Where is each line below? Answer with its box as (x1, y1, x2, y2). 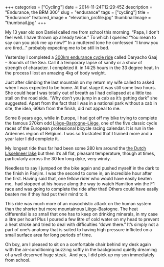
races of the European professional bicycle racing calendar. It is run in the (5, 125, 154, 131)
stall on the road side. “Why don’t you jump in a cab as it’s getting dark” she (5, 95, 158, 101)
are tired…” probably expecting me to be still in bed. (5, 45, 110, 50)
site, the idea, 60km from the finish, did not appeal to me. (5, 105, 121, 111)
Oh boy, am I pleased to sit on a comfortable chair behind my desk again (5, 242, 151, 247)
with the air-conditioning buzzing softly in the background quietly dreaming (5, 247, 157, 252)
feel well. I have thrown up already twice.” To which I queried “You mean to (5, 34, 156, 40)
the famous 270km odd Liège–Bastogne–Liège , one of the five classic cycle (5, 120, 158, 126)
